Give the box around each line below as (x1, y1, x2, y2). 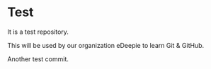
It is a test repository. (7, 27, 69, 36)
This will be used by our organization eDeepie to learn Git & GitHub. (7, 41, 204, 49)
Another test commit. (7, 54, 69, 63)
